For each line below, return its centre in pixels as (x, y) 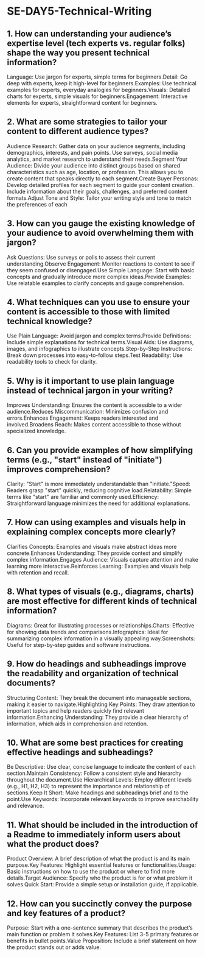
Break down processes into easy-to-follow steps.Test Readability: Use (95, 355)
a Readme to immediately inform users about (94, 834)
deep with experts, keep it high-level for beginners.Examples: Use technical (102, 83)
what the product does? (53, 844)
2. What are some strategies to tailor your (87, 122)
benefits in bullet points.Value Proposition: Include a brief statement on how (102, 941)
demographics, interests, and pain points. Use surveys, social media (92, 152)
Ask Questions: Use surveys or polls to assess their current (81, 257)
